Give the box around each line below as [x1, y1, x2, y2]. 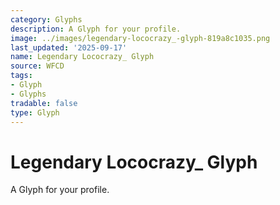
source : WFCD [10, 61, 65, 71]
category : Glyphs [10, 14, 83, 25]
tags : [10, 71, 33, 81]
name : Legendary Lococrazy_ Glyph [10, 52, 155, 62]
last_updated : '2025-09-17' [10, 42, 128, 53]
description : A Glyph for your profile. [10, 24, 182, 34]
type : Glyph [10, 107, 60, 118]
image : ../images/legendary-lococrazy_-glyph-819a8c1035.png [10, 33, 271, 43]
